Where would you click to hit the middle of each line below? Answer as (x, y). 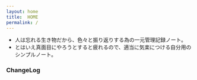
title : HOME (22, 17)
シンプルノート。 (36, 55)
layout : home (22, 11)
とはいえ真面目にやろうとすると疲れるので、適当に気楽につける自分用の (103, 47)
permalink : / (22, 22)
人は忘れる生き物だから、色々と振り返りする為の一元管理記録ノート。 (101, 40)
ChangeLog (23, 70)
